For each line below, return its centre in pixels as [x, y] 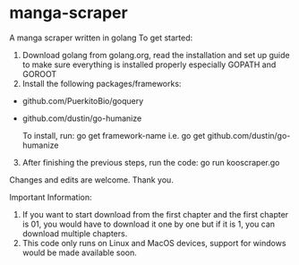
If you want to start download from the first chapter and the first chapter [155, 214]
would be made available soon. [79, 252]
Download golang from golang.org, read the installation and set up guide [156, 55]
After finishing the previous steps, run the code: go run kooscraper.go [151, 162]
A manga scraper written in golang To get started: [101, 38]
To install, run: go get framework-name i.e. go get [114, 135]
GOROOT [39, 73]
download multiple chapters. [75, 233]
